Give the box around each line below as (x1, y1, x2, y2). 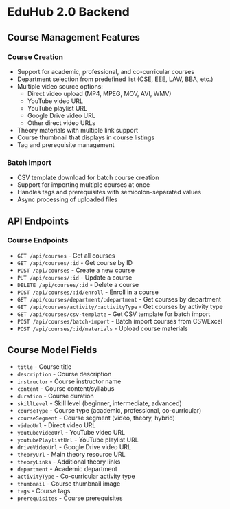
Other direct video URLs (27, 118, 96, 127)
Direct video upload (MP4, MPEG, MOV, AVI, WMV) (27, 89, 172, 98)
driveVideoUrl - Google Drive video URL (16, 442, 132, 451)
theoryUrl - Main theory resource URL (16, 450, 126, 458)
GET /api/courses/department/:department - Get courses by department (16, 295, 222, 303)
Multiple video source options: (16, 82, 103, 90)
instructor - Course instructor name (16, 377, 122, 385)
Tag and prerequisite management (16, 140, 115, 148)
